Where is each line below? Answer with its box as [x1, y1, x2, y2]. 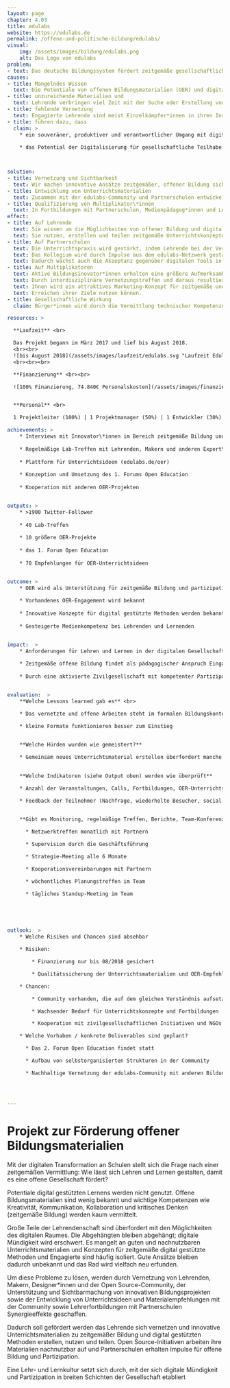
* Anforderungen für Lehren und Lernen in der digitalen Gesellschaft [19, 648, 225, 655]
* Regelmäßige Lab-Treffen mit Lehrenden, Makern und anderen [19, 445, 201, 453]
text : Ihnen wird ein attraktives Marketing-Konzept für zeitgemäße [13, 283, 213, 290]
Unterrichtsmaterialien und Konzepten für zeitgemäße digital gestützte [7, 1245, 206, 1254]
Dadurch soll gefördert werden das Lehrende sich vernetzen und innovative [7, 1323, 220, 1331]
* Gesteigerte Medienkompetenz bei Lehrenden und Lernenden [19, 622, 194, 630]
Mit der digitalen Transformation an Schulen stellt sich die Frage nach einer [7, 1160, 219, 1168]
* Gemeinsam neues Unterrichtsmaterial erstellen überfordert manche [19, 754, 222, 761]
